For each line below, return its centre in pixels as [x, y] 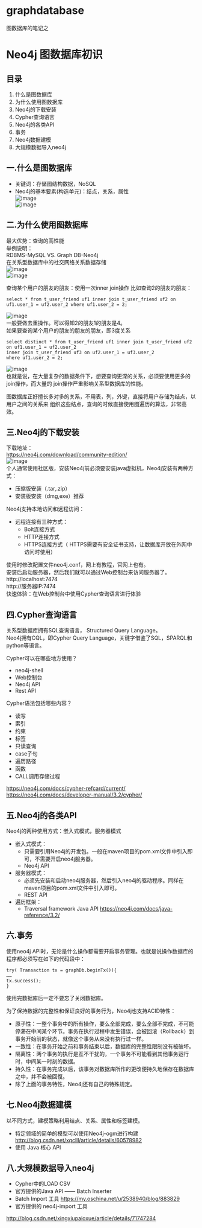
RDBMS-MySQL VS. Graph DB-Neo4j [52, 255]
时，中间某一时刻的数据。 [47, 1061]
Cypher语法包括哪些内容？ [39, 703]
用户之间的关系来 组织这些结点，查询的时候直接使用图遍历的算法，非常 [94, 404]
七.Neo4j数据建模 [39, 1105]
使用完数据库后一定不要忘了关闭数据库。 [56, 998]
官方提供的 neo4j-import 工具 [51, 1206]
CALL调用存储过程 [38, 777]
